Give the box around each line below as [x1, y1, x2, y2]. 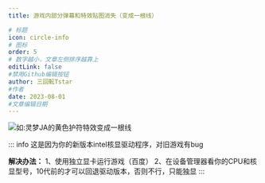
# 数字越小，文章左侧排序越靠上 [8, 56, 99, 64]
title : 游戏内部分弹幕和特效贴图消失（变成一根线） [8, 11, 158, 20]
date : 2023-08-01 [8, 92, 66, 100]
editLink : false [8, 63, 62, 72]
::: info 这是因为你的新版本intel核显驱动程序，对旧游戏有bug [8, 140, 204, 150]
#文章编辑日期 [8, 100, 48, 108]
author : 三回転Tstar [8, 77, 73, 86]
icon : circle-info [8, 33, 69, 41]
